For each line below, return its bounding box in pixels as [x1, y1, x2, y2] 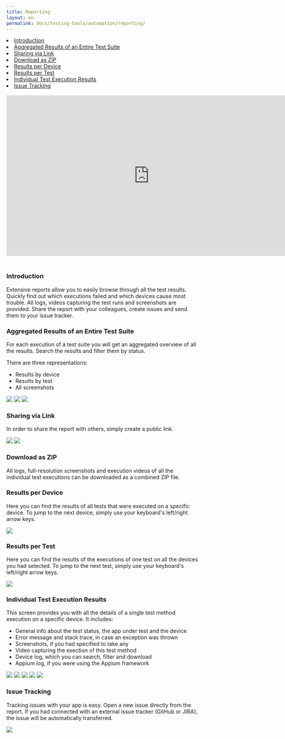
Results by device [15, 371, 60, 378]
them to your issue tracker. [6, 312, 74, 319]
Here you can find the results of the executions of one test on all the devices [6, 556, 198, 563]
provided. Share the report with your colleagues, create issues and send [6, 305, 188, 312]
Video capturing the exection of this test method [15, 646, 137, 654]
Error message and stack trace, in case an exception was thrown [15, 634, 178, 641]
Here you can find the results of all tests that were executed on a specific [6, 502, 190, 510]
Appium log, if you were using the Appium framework [15, 660, 149, 667]
